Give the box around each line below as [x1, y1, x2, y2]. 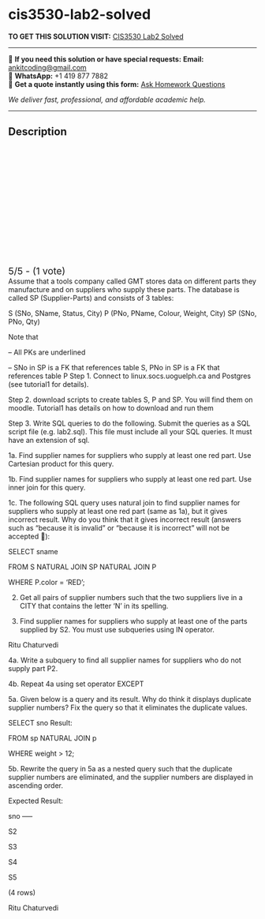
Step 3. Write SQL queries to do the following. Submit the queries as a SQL [8, 418, 251, 428]
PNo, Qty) [8, 317, 41, 326]
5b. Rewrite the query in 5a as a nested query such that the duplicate [8, 763, 233, 773]
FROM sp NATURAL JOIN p [8, 733, 97, 743]
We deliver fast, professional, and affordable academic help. [8, 95, 207, 104]
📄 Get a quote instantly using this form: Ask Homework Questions [8, 79, 226, 88]
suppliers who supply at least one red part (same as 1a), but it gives [8, 506, 228, 516]
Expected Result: [8, 796, 63, 805]
